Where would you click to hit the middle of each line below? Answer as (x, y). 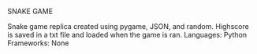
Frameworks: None (38, 43)
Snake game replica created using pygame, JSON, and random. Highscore (128, 26)
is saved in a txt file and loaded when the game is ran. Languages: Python (127, 35)
